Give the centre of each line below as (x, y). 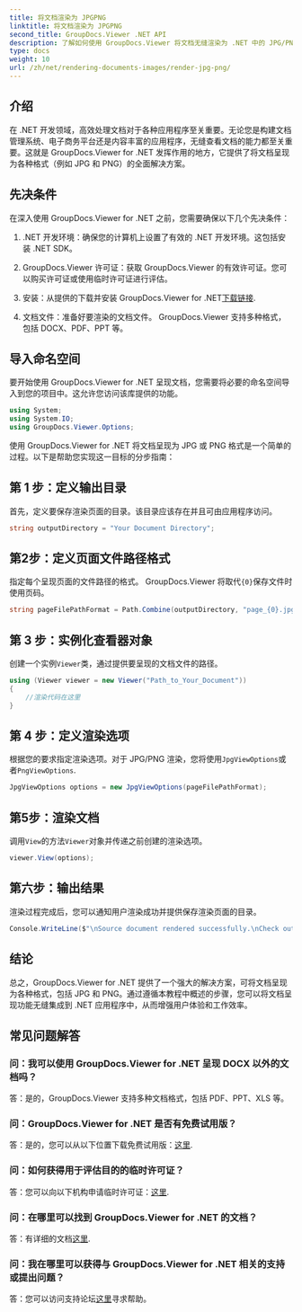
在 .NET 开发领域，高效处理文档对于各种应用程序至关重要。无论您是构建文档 (151, 129)
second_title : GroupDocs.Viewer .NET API (88, 34)
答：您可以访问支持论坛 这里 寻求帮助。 (80, 1299)
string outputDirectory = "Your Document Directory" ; (112, 528)
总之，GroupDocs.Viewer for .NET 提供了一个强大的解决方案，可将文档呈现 (148, 982)
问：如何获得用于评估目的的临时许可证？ (97, 1171)
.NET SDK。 (55, 248)
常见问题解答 (45, 1036)
